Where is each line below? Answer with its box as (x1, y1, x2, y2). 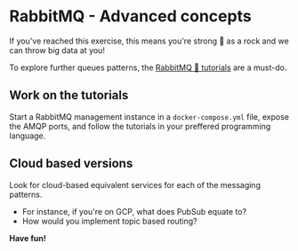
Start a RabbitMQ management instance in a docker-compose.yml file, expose (9, 111, 289, 122)
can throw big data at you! (9, 44, 105, 55)
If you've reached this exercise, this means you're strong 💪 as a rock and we (9, 35, 289, 46)
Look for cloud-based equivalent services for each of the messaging (9, 179, 261, 190)
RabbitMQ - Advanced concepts (9, 6, 252, 27)
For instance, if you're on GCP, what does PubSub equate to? (21, 206, 247, 216)
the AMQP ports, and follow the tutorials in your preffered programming (9, 121, 271, 131)
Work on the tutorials (9, 88, 129, 103)
